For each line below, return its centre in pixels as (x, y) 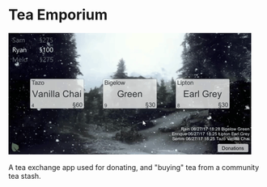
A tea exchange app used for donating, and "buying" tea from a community (134, 167)
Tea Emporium (58, 15)
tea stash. (25, 176)
